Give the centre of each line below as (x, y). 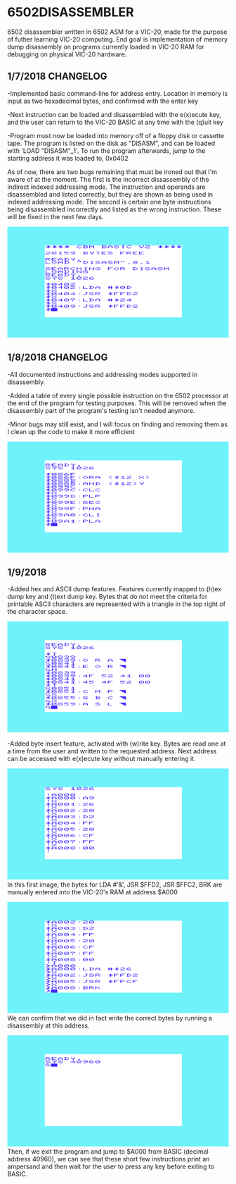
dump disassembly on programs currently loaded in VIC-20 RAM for (106, 47)
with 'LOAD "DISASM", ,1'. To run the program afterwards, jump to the (106, 150)
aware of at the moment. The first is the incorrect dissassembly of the (108, 179)
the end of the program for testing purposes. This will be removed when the (117, 403)
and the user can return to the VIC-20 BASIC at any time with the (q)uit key (115, 122)
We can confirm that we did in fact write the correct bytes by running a (110, 1018)
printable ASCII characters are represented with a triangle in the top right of (117, 604)
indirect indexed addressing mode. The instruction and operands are (106, 187)
